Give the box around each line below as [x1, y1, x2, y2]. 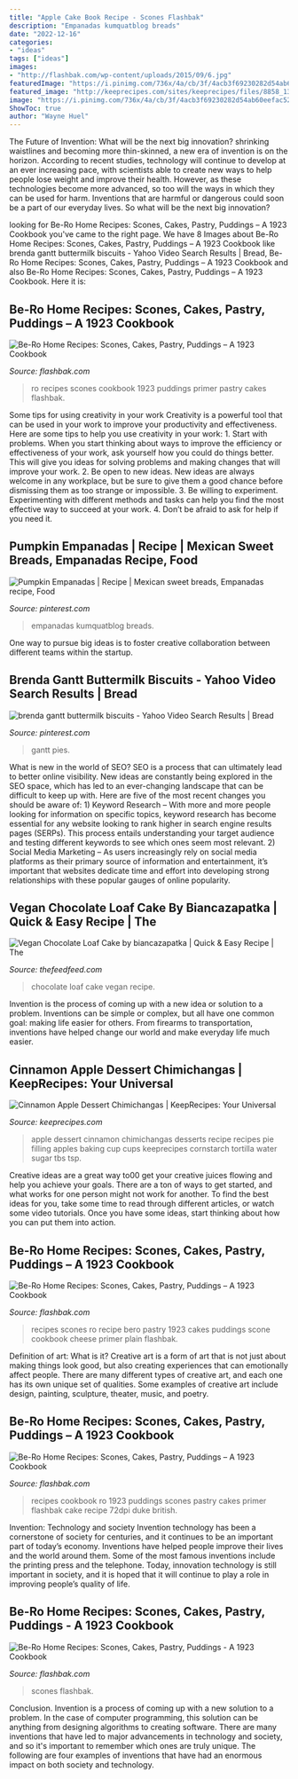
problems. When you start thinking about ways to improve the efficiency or [9, 437, 282, 448]
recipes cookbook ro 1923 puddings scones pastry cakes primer [30, 1495, 267, 1506]
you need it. [9, 513, 53, 523]
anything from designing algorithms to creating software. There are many [9, 1721, 278, 1732]
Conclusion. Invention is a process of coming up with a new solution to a [9, 1703, 274, 1713]
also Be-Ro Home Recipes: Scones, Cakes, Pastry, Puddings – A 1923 [9, 267, 263, 278]
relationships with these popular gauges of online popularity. [9, 875, 231, 886]
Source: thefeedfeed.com [9, 964, 103, 975]
